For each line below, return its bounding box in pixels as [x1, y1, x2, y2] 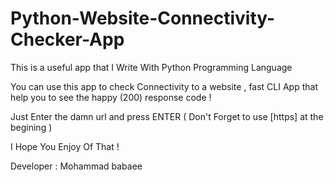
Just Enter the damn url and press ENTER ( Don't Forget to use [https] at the [10, 110, 324, 122]
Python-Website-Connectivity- [10, 7, 276, 30]
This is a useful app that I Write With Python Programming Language [10, 61, 293, 73]
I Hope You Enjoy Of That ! [10, 140, 120, 152]
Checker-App [10, 28, 125, 51]
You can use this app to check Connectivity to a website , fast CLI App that [10, 80, 318, 92]
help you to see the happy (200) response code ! [10, 91, 212, 103]
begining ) [10, 121, 53, 133]
